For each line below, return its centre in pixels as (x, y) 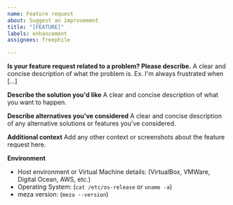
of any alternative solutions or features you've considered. (92, 123)
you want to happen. (37, 102)
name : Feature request (40, 14)
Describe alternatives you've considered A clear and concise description (115, 116)
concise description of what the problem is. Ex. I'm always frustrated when (115, 74)
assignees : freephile (39, 40)
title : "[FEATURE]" (36, 27)
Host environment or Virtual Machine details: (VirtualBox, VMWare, (114, 172)
